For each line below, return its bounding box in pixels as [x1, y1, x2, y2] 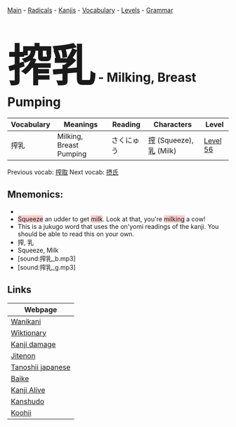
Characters [153, 119, 192, 129]
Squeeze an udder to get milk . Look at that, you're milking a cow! [17, 214, 206, 223]
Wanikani [11, 316, 41, 326]
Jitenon [11, 350, 36, 360]
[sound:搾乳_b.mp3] [17, 254, 76, 263]
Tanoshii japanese [11, 362, 71, 372]
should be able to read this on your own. [17, 230, 135, 238]
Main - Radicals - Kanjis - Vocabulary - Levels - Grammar [7, 6, 173, 14]
